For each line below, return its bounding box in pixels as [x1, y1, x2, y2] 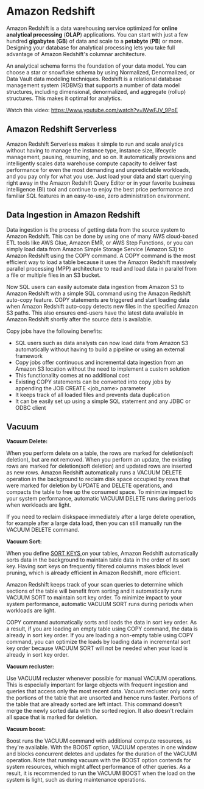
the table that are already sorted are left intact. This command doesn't [6, 701, 182, 708]
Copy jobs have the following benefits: [6, 327, 103, 335]
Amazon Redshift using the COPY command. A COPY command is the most [6, 252, 196, 259]
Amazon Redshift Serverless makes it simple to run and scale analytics [6, 140, 184, 148]
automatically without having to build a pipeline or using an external [15, 346, 185, 353]
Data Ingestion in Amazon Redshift [6, 210, 141, 220]
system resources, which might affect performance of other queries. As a [6, 763, 191, 771]
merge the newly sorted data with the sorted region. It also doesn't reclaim [6, 707, 194, 715]
